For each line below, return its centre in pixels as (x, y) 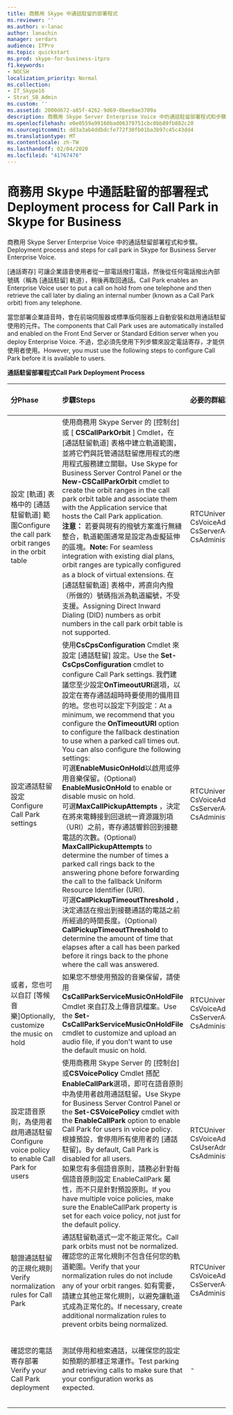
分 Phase (25, 400)
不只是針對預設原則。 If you (127, 1189)
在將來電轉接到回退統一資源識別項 (118, 816)
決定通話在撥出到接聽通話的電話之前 (121, 910)
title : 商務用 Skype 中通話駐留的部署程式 (62, 14)
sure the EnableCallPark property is (120, 1207)
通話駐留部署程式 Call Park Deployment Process (76, 372)
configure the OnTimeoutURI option (121, 723)
